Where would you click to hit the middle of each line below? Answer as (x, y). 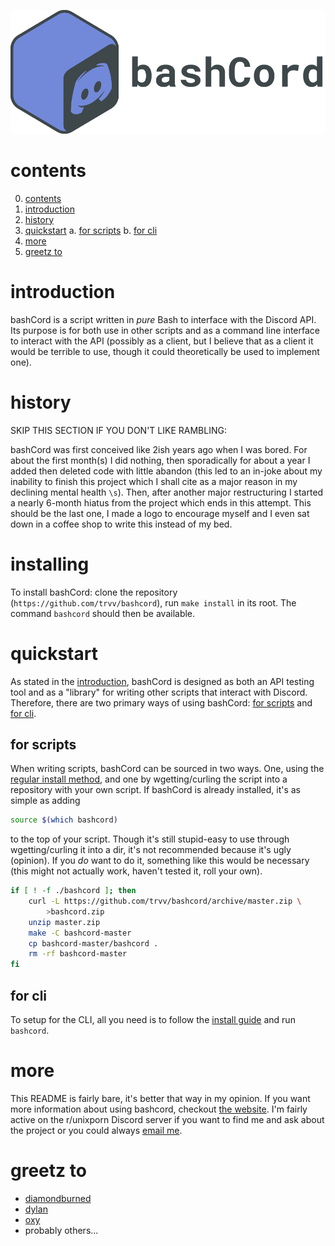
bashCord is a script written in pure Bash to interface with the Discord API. (163, 319)
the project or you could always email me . (96, 1130)
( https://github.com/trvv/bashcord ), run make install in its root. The (153, 602)
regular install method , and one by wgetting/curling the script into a (149, 779)
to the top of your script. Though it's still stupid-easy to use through (150, 839)
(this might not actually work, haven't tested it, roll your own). (136, 871)
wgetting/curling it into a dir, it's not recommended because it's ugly (151, 850)
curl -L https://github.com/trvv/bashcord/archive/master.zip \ (165, 901)
